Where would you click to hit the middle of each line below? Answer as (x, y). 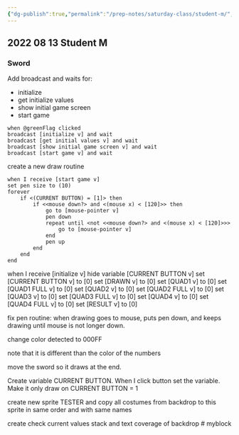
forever (19, 192)
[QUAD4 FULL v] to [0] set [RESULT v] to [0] (73, 304)
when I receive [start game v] (54, 180)
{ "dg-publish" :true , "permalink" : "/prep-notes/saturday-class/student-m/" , (121, 14)
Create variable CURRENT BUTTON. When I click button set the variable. (114, 381)
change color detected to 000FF (55, 339)
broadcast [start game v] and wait (60, 153)
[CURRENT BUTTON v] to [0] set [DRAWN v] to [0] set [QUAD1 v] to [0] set (117, 282)
